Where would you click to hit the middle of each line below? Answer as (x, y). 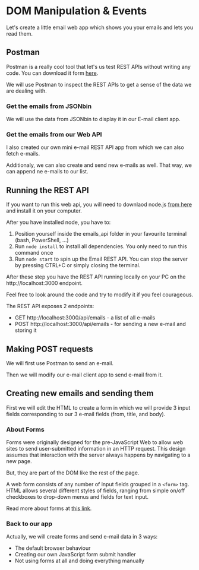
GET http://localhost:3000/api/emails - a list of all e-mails (85, 318)
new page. (19, 461)
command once (34, 253)
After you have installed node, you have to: (59, 222)
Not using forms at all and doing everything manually (79, 561)
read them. (20, 33)
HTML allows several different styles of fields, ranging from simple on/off (96, 490)
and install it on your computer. (44, 211)
